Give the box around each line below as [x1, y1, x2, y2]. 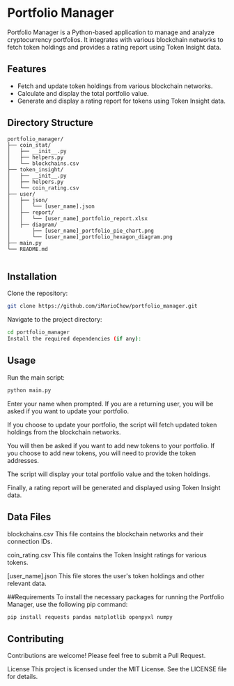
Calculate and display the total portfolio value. [17, 89, 149, 97]
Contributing [7, 633, 64, 645]
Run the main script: [7, 373, 65, 382]
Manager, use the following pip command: [7, 600, 128, 608]
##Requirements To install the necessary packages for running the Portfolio [7, 592, 224, 601]
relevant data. [7, 579, 47, 587]
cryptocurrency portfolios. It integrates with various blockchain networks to [7, 35, 224, 43]
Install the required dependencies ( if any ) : [7, 336, 141, 343]
